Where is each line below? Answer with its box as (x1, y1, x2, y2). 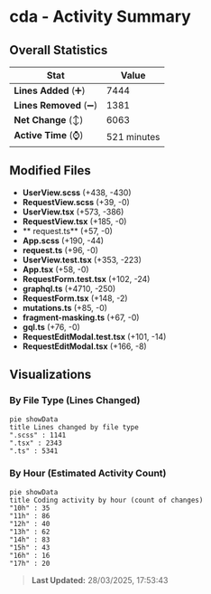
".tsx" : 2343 (9, 438, 63, 448)
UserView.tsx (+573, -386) (22, 206, 124, 217)
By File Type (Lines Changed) (9, 394, 141, 407)
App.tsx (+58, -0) (22, 264, 89, 275)
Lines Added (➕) (14, 84, 86, 97)
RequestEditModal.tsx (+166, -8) (22, 341, 147, 352)
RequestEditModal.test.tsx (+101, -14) (22, 331, 167, 342)
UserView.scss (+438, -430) (22, 187, 133, 198)
